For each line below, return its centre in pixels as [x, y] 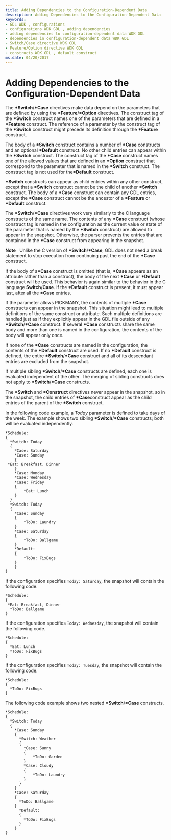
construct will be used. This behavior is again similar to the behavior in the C [86, 282]
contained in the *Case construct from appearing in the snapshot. [75, 241]
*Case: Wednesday [33, 478]
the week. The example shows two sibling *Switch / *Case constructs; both [85, 418]
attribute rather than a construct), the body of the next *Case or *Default [83, 277]
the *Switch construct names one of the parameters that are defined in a [82, 118]
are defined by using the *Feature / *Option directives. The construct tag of [85, 113]
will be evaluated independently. [39, 424]
